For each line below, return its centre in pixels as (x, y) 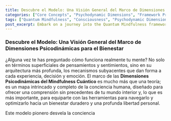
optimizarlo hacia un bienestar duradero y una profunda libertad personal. (83, 103)
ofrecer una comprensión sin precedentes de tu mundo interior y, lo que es (84, 92)
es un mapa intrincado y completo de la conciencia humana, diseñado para (84, 87)
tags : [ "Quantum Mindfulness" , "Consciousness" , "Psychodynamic (75, 19)
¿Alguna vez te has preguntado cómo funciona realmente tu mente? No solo (85, 60)
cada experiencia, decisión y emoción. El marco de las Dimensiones (77, 76)
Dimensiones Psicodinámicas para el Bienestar (64, 49)
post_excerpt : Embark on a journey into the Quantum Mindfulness (76, 24)
